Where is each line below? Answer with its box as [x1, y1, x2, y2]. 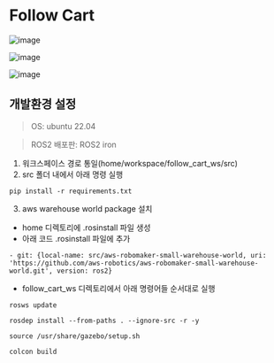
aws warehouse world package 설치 [21, 203, 153, 213]
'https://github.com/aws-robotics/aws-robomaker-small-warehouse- [9, 259, 259, 267]
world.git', [9, 266, 53, 275]
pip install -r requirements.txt [9, 187, 133, 196]
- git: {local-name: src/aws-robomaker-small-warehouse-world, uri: [9, 251, 267, 259]
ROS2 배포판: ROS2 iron [30, 139, 117, 150]
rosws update [9, 300, 57, 310]
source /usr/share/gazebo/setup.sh [9, 331, 141, 341]
